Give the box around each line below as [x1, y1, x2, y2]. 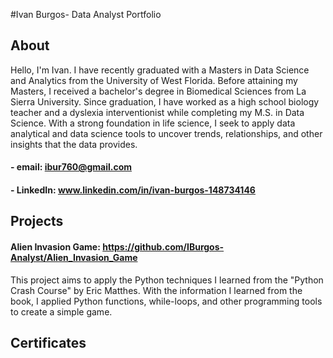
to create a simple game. [10, 305, 113, 318]
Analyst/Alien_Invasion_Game [10, 251, 138, 263]
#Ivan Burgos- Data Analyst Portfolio [10, 9, 162, 20]
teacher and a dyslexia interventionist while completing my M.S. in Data [10, 106, 305, 118]
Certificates [10, 334, 87, 351]
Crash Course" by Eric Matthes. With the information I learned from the [10, 284, 303, 296]
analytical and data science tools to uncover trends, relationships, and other [10, 127, 323, 139]
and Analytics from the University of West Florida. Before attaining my [10, 74, 298, 86]
